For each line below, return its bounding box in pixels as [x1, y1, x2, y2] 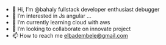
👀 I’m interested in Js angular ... [12, 12, 92, 19]
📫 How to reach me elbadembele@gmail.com [12, 32, 128, 39]
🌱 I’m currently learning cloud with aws [12, 19, 110, 26]
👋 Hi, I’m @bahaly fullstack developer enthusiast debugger [12, 6, 160, 13]
